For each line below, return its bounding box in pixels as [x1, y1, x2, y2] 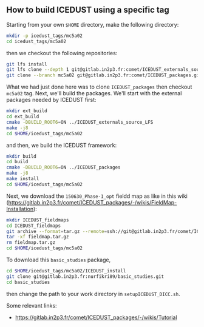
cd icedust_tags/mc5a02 [6, 38, 67, 44]
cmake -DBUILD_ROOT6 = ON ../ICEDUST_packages [6, 164, 121, 170]
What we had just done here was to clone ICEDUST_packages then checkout [6, 83, 192, 90]
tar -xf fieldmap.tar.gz [6, 234, 69, 240]
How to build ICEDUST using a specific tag [6, 5, 170, 15]
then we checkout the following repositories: [6, 49, 118, 56]
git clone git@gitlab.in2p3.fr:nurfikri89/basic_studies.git [6, 273, 165, 280]
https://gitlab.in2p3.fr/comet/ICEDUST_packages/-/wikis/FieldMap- [8, 198, 177, 206]
